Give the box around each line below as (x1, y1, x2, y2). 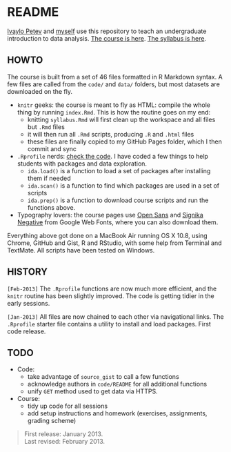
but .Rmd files (27, 122, 66, 131)
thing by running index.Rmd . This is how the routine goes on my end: (17, 108, 211, 116)
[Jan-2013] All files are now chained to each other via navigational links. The (7, 312, 224, 321)
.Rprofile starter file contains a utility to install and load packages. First (7, 320, 212, 328)
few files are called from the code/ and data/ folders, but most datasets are (7, 80, 221, 88)
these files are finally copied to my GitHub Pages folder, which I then (27, 137, 223, 146)
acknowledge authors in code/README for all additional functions (27, 380, 208, 389)
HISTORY (7, 266, 48, 278)
